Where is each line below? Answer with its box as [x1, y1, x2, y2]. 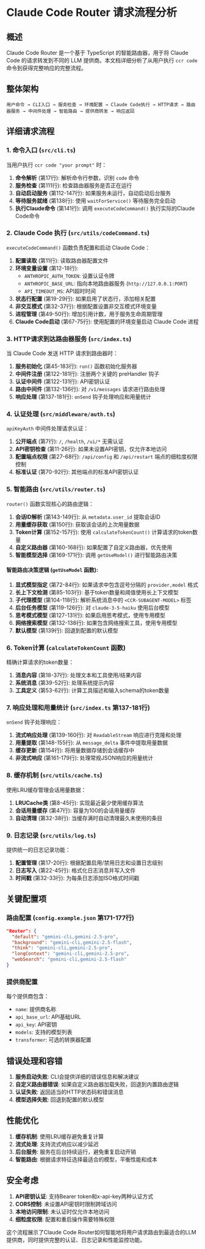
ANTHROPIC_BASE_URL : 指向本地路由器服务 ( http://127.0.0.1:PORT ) [24, 279, 188, 287]
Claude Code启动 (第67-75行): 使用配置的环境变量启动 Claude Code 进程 [15, 318, 199, 325]
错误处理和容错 [6, 1056, 63, 1066]
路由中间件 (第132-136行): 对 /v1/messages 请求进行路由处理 [15, 386, 166, 393]
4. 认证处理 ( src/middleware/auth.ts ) [6, 410, 116, 419]
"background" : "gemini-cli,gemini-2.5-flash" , [12, 939, 132, 946]
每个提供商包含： [6, 993, 49, 1000]
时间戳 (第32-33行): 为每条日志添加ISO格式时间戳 [15, 874, 140, 882]
